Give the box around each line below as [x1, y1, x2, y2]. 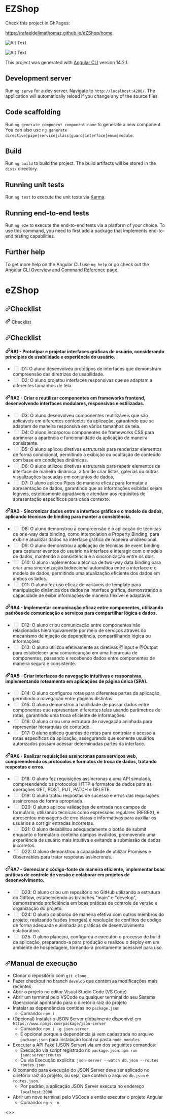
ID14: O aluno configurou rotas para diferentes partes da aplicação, [20, 690, 161, 696]
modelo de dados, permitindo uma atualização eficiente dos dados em [12, 570, 160, 576]
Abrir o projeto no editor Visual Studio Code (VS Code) [12, 989, 127, 995]
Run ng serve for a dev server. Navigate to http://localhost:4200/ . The [5, 88, 156, 94]
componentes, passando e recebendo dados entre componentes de [12, 655, 155, 662]
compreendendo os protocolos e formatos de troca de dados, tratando [5, 758, 157, 764]
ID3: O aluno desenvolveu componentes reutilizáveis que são [20, 412, 148, 418]
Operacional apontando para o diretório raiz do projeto [12, 999, 127, 1006]
